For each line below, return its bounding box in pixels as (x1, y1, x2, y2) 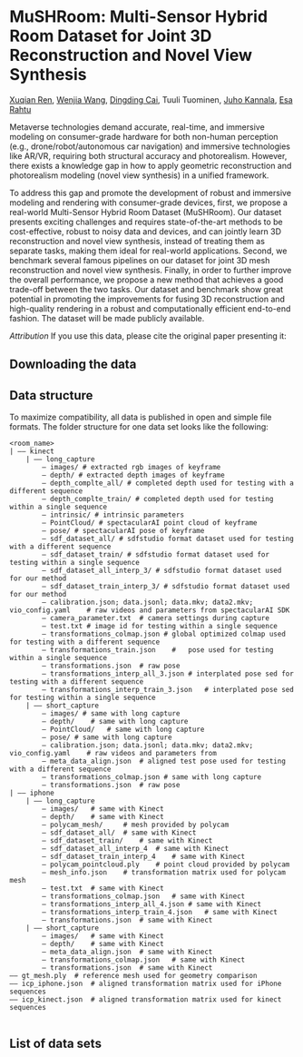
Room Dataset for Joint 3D (9, 25, 212, 46)
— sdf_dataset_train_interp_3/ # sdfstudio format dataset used (42, 582, 290, 591)
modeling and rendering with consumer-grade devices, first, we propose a (9, 197, 288, 208)
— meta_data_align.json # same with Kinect (42, 947, 213, 957)
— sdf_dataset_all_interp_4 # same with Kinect (42, 845, 230, 854)
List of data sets (9, 1035, 103, 1051)
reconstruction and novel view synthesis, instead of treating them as (9, 235, 266, 246)
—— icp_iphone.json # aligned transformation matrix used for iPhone (9, 979, 282, 989)
